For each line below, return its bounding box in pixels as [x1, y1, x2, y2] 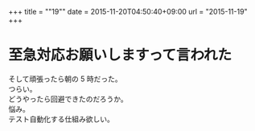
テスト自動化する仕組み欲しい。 [8, 114, 114, 124]
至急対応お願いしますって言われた [8, 46, 232, 64]
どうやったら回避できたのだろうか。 [8, 94, 128, 104]
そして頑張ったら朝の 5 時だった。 [8, 74, 122, 84]
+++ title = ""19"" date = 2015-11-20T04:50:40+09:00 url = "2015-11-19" [8, 7, 248, 16]
